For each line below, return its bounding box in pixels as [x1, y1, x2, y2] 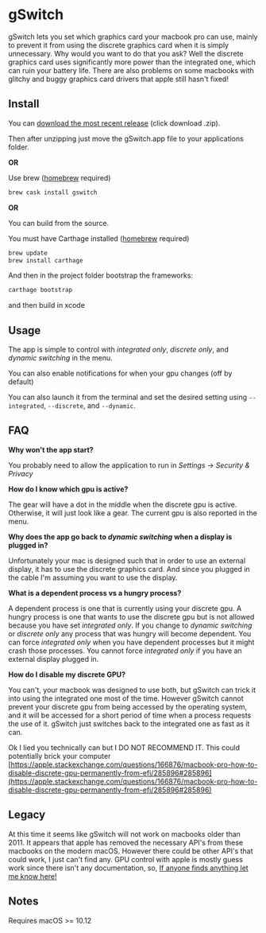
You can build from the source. [8, 218, 110, 227]
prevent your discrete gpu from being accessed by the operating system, [8, 702, 248, 711]
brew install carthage [8, 256, 83, 264]
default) [8, 377, 34, 387]
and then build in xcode [8, 301, 86, 310]
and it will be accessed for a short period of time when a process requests [8, 710, 252, 720]
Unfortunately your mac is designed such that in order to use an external [8, 555, 246, 566]
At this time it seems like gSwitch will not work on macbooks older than [8, 829, 241, 838]
